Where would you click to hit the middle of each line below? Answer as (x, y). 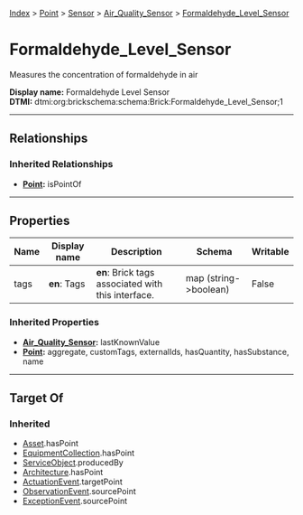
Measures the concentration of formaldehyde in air (104, 74)
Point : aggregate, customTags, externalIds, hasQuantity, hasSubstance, (156, 351)
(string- (223, 278)
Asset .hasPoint (50, 444)
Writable (270, 252)
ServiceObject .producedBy (73, 463)
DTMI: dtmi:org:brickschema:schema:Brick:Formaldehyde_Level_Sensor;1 (147, 101)
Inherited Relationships (61, 164)
